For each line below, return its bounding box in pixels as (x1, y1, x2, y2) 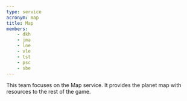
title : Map (6, 20, 34, 26)
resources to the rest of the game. (6, 88, 92, 96)
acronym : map (6, 15, 39, 21)
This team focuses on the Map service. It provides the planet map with (6, 82, 182, 89)
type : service (6, 8, 42, 15)
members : (6, 25, 28, 32)
